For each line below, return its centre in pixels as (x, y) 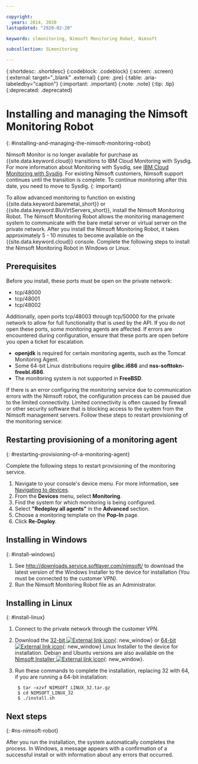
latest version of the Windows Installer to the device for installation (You (102, 572)
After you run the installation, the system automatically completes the (90, 742)
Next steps (27, 716)
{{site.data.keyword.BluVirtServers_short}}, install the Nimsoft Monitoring (95, 210)
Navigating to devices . (42, 490)
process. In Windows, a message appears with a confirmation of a (87, 749)
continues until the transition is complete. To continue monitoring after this (97, 180)
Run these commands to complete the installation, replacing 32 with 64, (102, 671)
